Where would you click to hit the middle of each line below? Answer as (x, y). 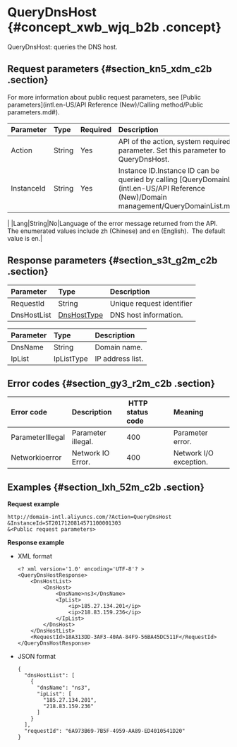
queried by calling (148, 179)
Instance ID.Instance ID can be (169, 170)
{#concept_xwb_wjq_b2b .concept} (115, 27)
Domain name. (119, 347)
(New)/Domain (142, 197)
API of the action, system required (175, 141)
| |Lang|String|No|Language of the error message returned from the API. (113, 223)
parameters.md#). (34, 112)
